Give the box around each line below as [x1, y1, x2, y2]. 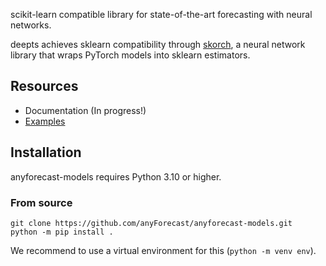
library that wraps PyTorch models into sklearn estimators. [10, 49, 251, 61]
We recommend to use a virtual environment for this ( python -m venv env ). [10, 244, 317, 256]
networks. [10, 19, 52, 31]
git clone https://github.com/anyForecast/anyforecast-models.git [10, 218, 293, 228]
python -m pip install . [10, 227, 114, 237]
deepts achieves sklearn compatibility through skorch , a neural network [10, 39, 306, 50]
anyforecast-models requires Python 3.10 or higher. [10, 170, 222, 183]
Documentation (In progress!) [24, 104, 147, 116]
